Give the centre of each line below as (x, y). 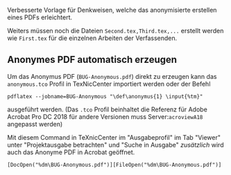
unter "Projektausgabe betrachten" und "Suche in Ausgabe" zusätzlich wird (115, 145)
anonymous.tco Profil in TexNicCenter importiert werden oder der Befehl (109, 84)
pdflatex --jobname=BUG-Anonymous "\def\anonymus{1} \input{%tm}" (105, 96)
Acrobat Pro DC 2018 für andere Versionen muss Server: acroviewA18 (105, 116)
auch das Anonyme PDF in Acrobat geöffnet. (71, 152)
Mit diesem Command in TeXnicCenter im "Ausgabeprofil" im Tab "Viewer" (114, 137)
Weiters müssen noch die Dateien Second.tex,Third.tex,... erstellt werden (115, 31)
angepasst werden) (35, 124)
